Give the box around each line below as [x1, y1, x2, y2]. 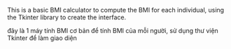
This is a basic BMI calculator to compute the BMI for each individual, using [7, 6, 225, 14]
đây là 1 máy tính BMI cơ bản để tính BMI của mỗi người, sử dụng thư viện [7, 27, 218, 35]
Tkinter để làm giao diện [7, 34, 77, 42]
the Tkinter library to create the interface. [7, 13, 127, 21]
